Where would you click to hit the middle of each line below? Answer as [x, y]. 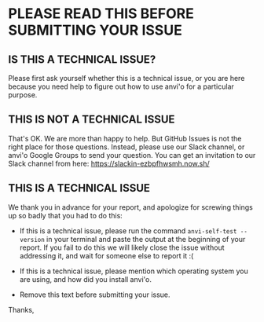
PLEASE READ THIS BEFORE [101, 14]
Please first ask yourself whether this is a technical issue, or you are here [126, 78]
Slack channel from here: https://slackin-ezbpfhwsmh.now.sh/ [109, 163]
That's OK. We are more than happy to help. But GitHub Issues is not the [125, 138]
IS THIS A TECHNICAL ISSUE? [82, 59]
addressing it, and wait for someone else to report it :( [106, 255]
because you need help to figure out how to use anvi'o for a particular [121, 86]
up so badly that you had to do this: [66, 215]
